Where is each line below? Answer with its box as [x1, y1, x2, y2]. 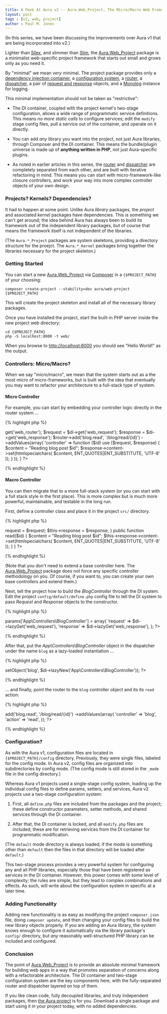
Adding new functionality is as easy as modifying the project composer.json [5, 912, 159, 918]
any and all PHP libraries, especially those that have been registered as [5, 867, 151, 873]
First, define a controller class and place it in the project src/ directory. [5, 508, 150, 514]
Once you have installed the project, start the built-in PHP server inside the [5, 314, 159, 320]
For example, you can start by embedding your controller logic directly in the [5, 404, 162, 411]
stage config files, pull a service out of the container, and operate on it [12, 121, 157, 127]
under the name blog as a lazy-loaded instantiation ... [5, 648, 114, 654]
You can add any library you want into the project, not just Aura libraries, [12, 136, 161, 142]
